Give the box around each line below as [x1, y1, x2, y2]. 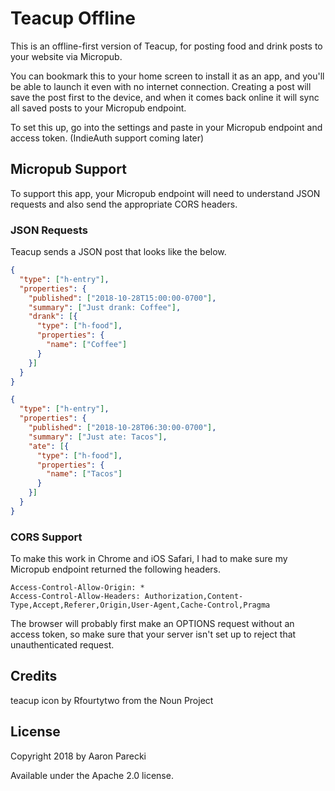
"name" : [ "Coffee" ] [46, 340, 128, 350]
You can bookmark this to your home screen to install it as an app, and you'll [10, 70, 325, 82]
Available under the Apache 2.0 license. [10, 769, 174, 781]
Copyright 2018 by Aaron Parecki [10, 750, 147, 762]
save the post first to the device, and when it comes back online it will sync [10, 91, 320, 103]
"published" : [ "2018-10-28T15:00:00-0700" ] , [28, 293, 217, 303]
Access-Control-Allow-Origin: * [10, 583, 145, 593]
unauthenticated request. [10, 639, 115, 651]
